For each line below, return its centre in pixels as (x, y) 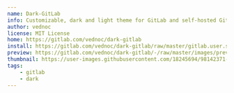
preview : (20, 53)
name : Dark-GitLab (34, 14)
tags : (15, 66)
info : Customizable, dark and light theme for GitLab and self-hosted (112, 20)
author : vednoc (29, 27)
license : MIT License (39, 33)
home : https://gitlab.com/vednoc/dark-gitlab (74, 40)
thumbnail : (23, 59)
